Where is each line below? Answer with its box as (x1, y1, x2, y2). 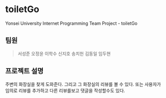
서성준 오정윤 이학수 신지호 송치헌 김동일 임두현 (17, 51, 111, 57)
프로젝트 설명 (5, 67, 44, 75)
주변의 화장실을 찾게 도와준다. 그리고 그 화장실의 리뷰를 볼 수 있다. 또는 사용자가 (5, 81, 161, 87)
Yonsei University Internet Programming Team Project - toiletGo (5, 20, 138, 26)
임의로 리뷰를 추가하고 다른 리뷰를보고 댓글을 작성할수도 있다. (5, 87, 125, 93)
